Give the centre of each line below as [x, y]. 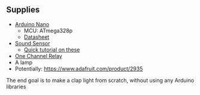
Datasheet [37, 37]
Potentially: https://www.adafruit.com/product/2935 [79, 69]
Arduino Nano [32, 24]
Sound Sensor [32, 43]
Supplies [23, 10]
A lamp [24, 62]
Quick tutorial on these [52, 50]
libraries [16, 87]
